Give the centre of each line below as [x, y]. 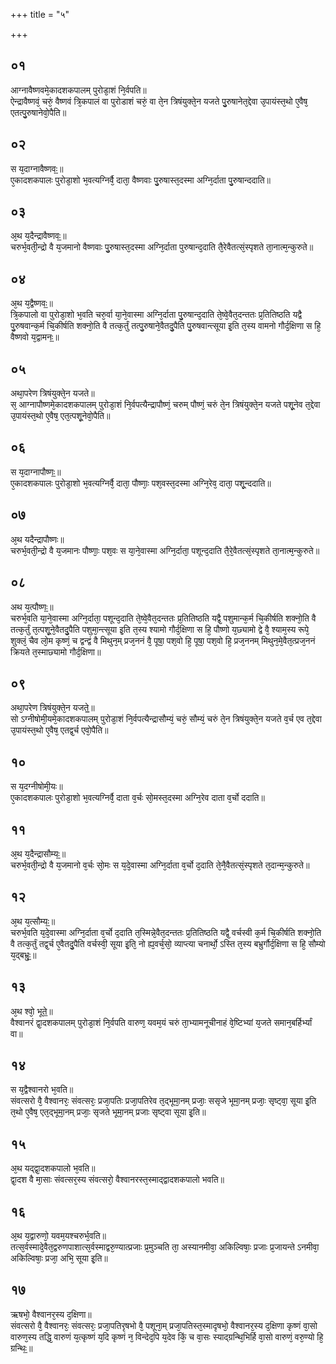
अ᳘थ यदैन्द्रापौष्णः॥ [37, 539]
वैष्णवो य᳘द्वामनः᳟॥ [35, 337]
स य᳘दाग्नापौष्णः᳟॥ [36, 471]
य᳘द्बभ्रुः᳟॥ [23, 955]
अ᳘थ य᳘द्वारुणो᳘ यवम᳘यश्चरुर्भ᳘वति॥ [58, 1235]
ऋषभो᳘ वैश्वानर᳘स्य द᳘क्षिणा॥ [51, 1314]
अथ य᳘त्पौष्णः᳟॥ [32, 606]
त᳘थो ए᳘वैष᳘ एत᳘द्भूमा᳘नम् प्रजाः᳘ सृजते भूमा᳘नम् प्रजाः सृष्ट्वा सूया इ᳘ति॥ [108, 1112]
